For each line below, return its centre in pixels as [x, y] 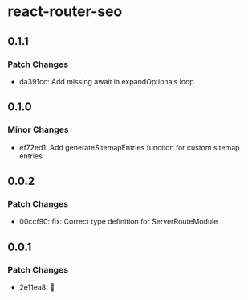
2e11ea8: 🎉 [37, 287]
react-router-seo [65, 12]
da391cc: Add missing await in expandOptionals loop [106, 81]
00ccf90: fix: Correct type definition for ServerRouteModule [118, 222]
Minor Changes [38, 129]
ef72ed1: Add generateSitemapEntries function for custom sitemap [129, 147]
